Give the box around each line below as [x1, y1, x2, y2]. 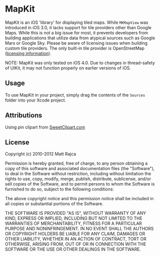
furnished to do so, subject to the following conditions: [5, 186, 114, 192]
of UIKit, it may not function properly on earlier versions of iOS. [5, 65, 131, 71]
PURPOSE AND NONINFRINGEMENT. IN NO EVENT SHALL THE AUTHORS [5, 226, 154, 232]
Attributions [5, 111, 43, 119]
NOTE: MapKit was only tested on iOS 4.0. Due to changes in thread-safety [5, 60, 155, 66]
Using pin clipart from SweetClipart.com [5, 124, 85, 130]
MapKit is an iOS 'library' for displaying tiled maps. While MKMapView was [5, 19, 149, 25]
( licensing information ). [5, 50, 52, 56]
